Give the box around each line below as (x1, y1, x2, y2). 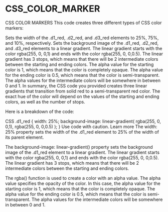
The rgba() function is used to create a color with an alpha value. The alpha (5, 175, 161, 181)
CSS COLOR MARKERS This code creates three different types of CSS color (5, 20, 162, 26)
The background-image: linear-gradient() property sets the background (5, 144, 153, 150)
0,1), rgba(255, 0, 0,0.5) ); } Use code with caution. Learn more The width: (5, 124, 157, 130)
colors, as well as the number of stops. (5, 98, 85, 104)
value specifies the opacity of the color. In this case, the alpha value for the (5, 180, 160, 186)
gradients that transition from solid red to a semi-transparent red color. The (5, 88, 160, 94)
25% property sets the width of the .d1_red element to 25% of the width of (5, 129, 159, 135)
